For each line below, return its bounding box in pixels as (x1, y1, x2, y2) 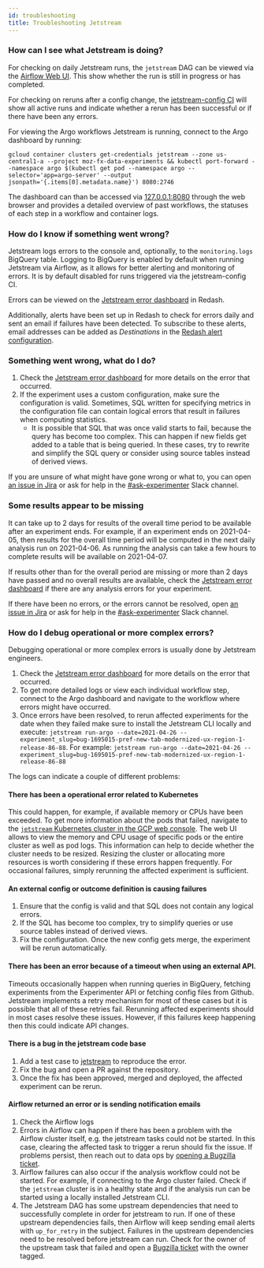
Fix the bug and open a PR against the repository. (19, 1065, 180, 1074)
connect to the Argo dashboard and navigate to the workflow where (19, 693, 240, 703)
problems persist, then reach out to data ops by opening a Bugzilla (19, 1151, 236, 1160)
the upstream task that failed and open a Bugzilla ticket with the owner (19, 1243, 249, 1252)
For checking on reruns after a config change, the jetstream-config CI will (8, 95, 247, 104)
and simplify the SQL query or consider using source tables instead (31, 449, 251, 458)
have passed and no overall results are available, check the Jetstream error (8, 575, 253, 584)
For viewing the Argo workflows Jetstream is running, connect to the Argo (8, 127, 248, 136)
